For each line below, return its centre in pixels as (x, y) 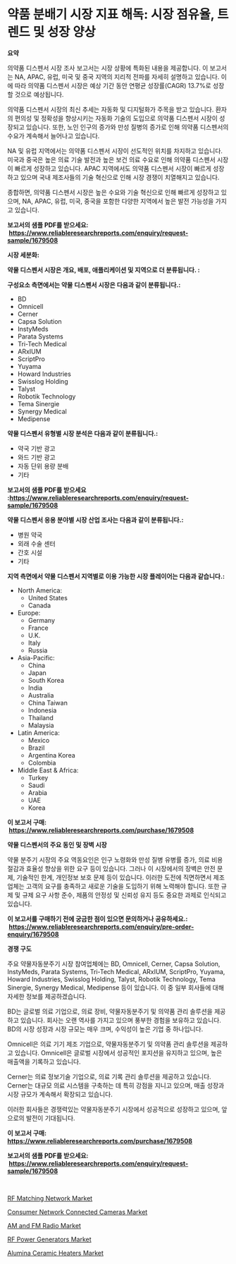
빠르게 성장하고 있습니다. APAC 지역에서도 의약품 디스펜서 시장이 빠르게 (113, 168)
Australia (41, 695)
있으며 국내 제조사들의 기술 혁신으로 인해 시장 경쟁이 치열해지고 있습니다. (120, 177)
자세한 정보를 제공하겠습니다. (47, 996)
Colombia (42, 762)
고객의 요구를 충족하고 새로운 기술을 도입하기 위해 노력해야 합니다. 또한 (123, 886)
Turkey (38, 777)
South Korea (46, 680)
